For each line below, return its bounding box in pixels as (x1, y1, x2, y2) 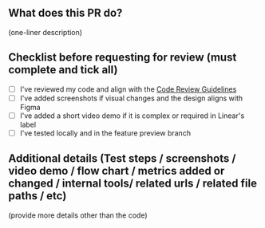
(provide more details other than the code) (8, 210, 148, 220)
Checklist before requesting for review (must (8, 51, 237, 65)
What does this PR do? (8, 6, 123, 20)
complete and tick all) (8, 63, 118, 77)
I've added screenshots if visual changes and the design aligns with (19, 93, 243, 103)
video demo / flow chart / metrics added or (8, 164, 225, 178)
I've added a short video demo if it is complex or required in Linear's (19, 111, 245, 120)
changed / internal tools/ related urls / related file (8, 177, 258, 191)
